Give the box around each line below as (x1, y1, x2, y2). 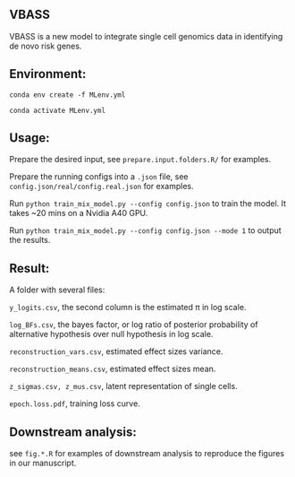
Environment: (9, 66, 87, 82)
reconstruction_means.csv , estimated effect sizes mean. (9, 363, 216, 375)
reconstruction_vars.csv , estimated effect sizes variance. (9, 346, 223, 357)
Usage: (9, 130, 51, 146)
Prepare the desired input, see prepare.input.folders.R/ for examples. (9, 154, 272, 165)
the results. (9, 235, 51, 246)
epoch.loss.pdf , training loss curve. (9, 398, 140, 409)
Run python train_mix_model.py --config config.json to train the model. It (9, 198, 287, 209)
